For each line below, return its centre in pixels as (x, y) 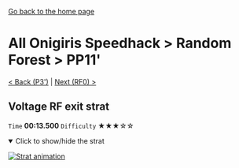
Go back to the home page (51, 11)
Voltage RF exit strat (59, 107)
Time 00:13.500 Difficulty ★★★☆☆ (71, 125)
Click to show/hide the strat (60, 140)
